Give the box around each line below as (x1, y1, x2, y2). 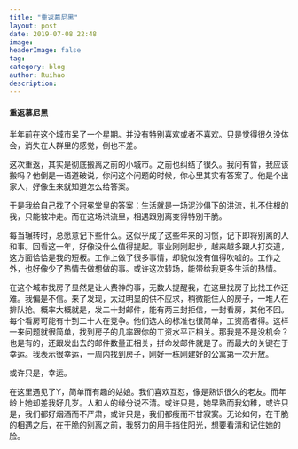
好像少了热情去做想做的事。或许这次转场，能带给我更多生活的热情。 (32, 263, 281, 273)
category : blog (9, 63, 66, 72)
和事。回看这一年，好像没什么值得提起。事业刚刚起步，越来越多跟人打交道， (9, 240, 289, 251)
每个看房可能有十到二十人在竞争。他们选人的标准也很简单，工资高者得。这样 (9, 315, 289, 326)
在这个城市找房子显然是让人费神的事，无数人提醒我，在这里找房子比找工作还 (9, 281, 289, 293)
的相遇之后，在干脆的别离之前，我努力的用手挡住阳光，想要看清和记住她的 (9, 419, 281, 430)
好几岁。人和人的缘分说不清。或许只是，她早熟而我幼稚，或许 (55, 397, 281, 408)
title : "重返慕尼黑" (9, 12, 78, 22)
